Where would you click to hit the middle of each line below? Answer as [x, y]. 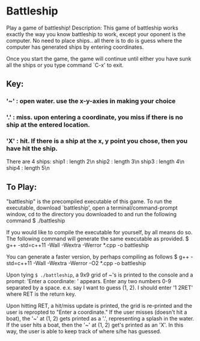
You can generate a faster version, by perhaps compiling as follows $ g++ [98, 257]
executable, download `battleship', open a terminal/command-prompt [92, 208]
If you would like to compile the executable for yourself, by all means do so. [99, 233]
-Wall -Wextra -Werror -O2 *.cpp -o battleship [89, 263]
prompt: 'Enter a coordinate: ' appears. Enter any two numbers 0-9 [89, 281]
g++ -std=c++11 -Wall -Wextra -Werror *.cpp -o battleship [77, 245]
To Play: [22, 187]
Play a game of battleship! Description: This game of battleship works [92, 28]
